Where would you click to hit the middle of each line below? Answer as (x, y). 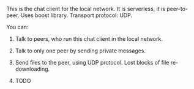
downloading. (32, 69)
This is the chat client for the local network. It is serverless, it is (86, 9)
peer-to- (177, 9)
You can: (17, 27)
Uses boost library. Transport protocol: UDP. (76, 15)
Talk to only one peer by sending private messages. (80, 51)
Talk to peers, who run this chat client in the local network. (89, 39)
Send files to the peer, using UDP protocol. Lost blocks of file (92, 62)
